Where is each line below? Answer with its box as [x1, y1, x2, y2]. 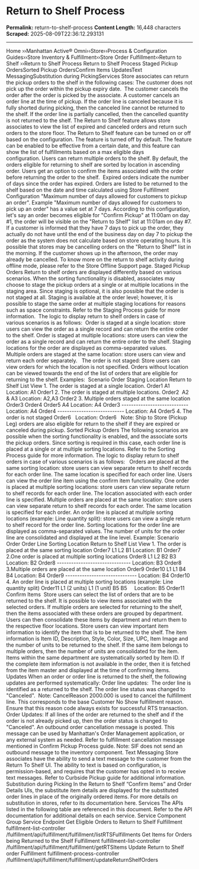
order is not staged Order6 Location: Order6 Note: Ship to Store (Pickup [6, 413, 188, 421]
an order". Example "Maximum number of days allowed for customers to [6, 199, 182, 206]
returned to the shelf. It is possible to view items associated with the [6, 597, 172, 604]
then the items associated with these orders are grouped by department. [6, 610, 184, 617]
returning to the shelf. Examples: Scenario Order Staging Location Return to [6, 376, 192, 383]
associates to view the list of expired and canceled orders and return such [6, 123, 188, 130]
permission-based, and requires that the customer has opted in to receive [6, 767, 187, 774]
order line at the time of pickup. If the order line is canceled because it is [6, 98, 183, 105]
